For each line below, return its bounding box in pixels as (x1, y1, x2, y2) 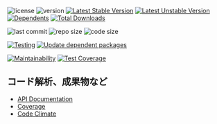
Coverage (17, 102, 46, 110)
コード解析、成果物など (7, 76, 107, 88)
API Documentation (17, 94, 73, 103)
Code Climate (17, 109, 57, 118)
